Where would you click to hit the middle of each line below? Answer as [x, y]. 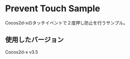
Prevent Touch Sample [53, 9]
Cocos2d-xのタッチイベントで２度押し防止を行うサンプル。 [66, 23]
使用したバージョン [34, 40]
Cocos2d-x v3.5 [22, 52]
